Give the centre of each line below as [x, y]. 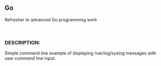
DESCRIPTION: [23, 42]
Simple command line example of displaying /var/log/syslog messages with [80, 53]
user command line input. [30, 58]
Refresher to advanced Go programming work [51, 19]
